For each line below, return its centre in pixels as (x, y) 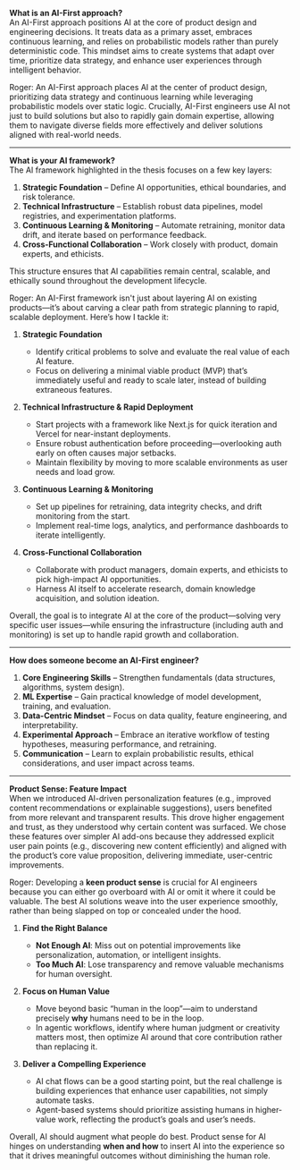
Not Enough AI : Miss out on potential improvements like (138, 945)
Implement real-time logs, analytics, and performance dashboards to (162, 526)
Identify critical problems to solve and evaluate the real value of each (162, 352)
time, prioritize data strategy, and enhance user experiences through (135, 60)
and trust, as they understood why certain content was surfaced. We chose (148, 827)
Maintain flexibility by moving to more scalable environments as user (162, 462)
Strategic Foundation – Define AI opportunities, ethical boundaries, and (154, 187)
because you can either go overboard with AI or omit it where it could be (142, 892)
